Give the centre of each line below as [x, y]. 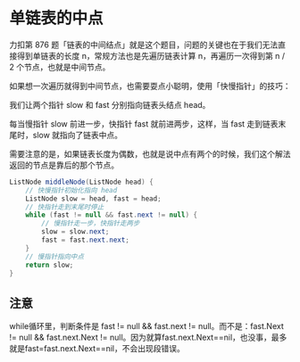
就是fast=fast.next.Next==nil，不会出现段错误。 [97, 349]
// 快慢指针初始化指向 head [71, 190]
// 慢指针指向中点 [55, 256]
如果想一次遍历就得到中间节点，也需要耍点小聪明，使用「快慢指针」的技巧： [150, 86]
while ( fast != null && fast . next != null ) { [112, 215]
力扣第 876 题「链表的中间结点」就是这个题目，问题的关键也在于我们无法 [144, 45]
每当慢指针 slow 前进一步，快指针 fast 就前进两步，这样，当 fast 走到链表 [144, 123]
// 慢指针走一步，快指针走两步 [91, 224]
